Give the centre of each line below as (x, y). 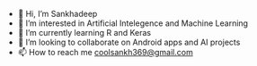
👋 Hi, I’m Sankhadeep (58, 14)
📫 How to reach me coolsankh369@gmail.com (105, 52)
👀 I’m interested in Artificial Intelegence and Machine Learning (133, 23)
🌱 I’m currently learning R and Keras (84, 33)
